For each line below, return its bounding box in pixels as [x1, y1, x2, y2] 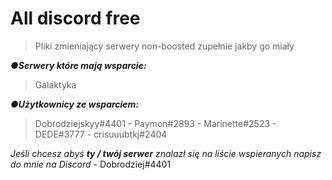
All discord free [10, 7, 141, 30]
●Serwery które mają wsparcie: [10, 59, 147, 71]
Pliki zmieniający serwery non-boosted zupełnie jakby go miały [34, 40, 295, 52]
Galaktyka [34, 78, 77, 91]
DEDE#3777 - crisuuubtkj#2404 [34, 128, 168, 140]
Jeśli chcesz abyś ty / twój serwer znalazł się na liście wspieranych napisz [10, 147, 322, 159]
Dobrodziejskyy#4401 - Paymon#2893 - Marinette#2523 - [34, 117, 277, 129]
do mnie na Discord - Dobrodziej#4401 [10, 158, 172, 170]
